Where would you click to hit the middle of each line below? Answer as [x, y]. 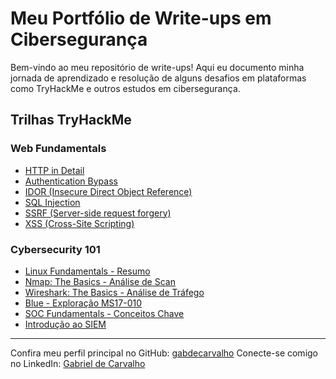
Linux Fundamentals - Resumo [87, 271]
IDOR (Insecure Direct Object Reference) [108, 191]
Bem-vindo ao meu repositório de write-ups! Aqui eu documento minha [157, 67]
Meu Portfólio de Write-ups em [141, 18]
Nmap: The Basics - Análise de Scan [100, 281]
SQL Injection [52, 202]
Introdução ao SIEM [65, 324]
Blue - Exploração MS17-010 [83, 303]
